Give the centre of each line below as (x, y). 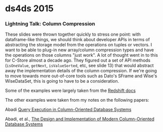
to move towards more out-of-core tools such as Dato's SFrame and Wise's (81, 76)
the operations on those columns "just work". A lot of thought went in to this (81, 55)
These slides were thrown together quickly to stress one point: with (73, 34)
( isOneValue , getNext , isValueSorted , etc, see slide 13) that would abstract (80, 66)
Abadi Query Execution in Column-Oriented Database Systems (68, 110)
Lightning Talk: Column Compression (50, 24)
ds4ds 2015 (29, 9)
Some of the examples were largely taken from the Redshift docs (70, 90)
